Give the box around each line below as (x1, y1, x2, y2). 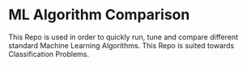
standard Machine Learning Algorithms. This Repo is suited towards (8, 40, 235, 50)
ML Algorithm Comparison (8, 6, 190, 24)
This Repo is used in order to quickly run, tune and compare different (8, 32, 239, 42)
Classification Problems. (8, 49, 89, 59)
